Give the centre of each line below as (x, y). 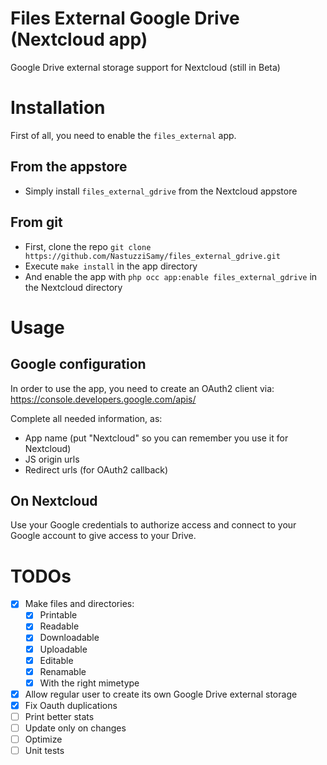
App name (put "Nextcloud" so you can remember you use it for (156, 438)
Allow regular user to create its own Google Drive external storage (161, 694)
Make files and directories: (79, 604)
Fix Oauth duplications (71, 705)
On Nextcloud (54, 500)
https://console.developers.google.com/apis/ (103, 399)
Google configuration (78, 364)
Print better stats (59, 716)
